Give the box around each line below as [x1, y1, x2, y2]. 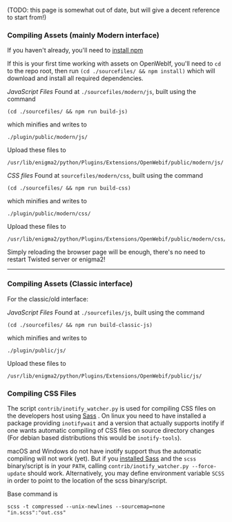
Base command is [7, 490, 58, 498]
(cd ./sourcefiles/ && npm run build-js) [7, 109, 128, 115]
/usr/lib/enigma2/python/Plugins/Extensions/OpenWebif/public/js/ [7, 373, 202, 380]
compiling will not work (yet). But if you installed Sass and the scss [7, 454, 197, 463]
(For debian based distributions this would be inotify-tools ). [7, 434, 182, 442]
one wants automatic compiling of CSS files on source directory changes [7, 426, 215, 434]
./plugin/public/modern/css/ [7, 210, 91, 217]
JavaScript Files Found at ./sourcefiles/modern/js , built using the [7, 88, 197, 96]
